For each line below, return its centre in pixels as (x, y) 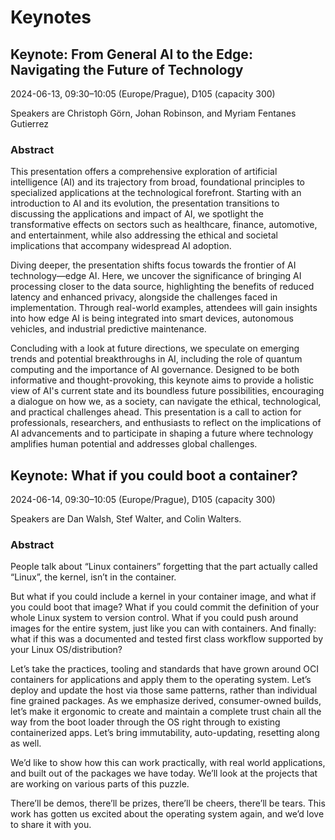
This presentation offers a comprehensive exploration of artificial (144, 172)
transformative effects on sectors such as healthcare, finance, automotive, (164, 225)
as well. (26, 743)
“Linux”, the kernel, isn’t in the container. (93, 577)
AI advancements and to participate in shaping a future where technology (162, 433)
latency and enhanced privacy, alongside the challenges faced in (144, 297)
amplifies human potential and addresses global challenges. (134, 444)
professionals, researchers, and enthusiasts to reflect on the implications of (166, 423)
